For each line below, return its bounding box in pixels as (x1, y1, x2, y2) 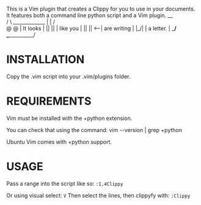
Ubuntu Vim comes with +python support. (6, 138, 112, 146)
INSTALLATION (6, 53, 84, 67)
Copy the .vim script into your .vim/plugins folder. (6, 73, 131, 80)
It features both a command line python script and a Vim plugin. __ (6, 12, 173, 19)
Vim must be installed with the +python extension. (6, 114, 133, 122)
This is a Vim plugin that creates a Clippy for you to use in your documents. (6, 6, 196, 12)
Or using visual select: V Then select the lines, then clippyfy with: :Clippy (6, 192, 191, 199)
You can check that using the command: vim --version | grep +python (6, 126, 182, 133)
